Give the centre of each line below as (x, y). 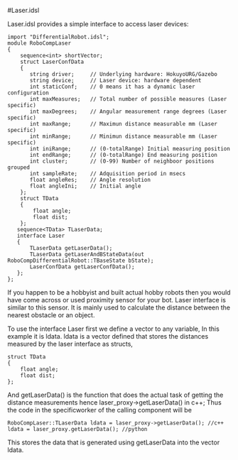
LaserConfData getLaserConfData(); (82, 267)
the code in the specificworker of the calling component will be (99, 410)
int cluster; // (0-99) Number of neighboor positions (122, 161)
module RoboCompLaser (39, 43)
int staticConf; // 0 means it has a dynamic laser (112, 87)
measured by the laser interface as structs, (70, 344)
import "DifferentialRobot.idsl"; (59, 37)
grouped (19, 168)
